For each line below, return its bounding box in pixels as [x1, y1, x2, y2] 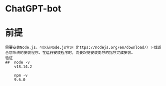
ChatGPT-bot [5, 3, 61, 14]
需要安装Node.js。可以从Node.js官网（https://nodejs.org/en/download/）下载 [5, 45, 158, 50]
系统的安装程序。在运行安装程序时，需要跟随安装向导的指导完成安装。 [12, 50, 136, 55]
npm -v [14, 73, 28, 78]
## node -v [5, 60, 30, 65]
